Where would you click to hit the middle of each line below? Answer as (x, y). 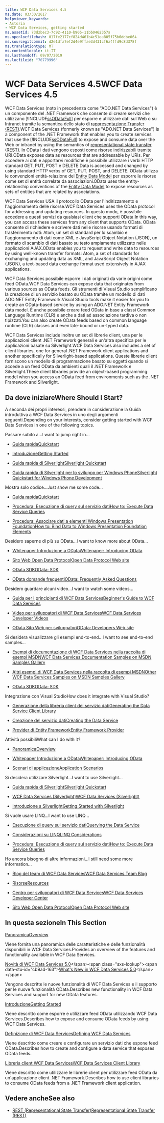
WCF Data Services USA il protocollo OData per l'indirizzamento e (72, 201)
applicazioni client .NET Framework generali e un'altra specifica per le (76, 340)
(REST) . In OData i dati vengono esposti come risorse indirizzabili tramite (78, 150)
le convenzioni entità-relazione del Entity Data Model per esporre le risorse (81, 176)
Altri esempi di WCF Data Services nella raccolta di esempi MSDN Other (84, 672)
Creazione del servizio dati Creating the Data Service (65, 720)
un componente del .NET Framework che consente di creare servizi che (78, 113)
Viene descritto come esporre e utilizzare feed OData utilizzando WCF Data (81, 1013)
